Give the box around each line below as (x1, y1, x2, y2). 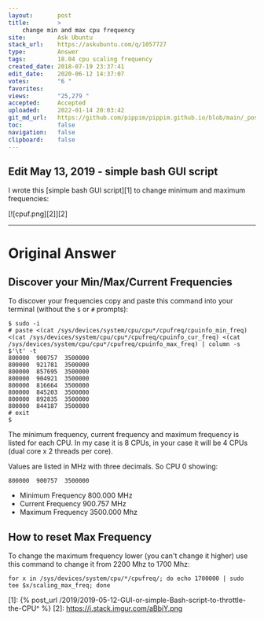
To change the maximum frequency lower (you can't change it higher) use (8, 551, 248, 560)
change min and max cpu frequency (22, 26, 135, 34)
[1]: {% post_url (8, 595, 58, 605)
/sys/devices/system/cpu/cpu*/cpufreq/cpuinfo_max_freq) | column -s (8, 340, 241, 348)
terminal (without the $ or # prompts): (8, 304, 128, 314)
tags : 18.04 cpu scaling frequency (8, 56, 153, 64)
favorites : (8, 84, 44, 93)
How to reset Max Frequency (8, 530, 152, 543)
